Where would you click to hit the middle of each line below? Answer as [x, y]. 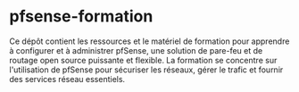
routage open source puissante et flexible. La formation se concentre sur [143, 60]
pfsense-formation [81, 17]
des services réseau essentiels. [67, 79]
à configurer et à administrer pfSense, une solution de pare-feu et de [136, 50]
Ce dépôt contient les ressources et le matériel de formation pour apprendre [149, 41]
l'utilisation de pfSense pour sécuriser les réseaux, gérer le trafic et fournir [146, 70]
